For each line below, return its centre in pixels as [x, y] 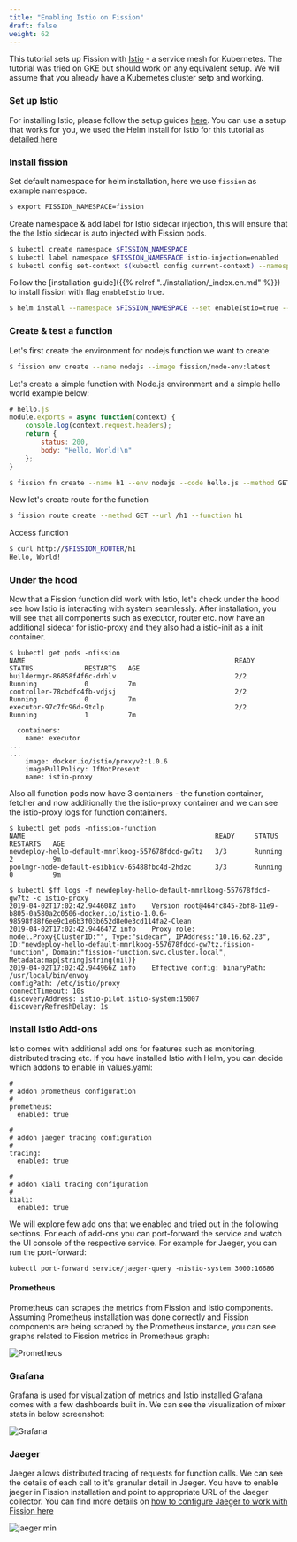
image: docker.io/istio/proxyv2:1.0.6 [96, 762]
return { [41, 434]
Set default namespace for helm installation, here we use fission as [133, 181]
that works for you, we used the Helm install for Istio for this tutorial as [137, 129]
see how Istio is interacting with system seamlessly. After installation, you [143, 608]
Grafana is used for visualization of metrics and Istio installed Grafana [136, 1395]
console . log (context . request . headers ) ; [99, 426]
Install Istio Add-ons [53, 1029]
